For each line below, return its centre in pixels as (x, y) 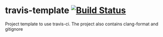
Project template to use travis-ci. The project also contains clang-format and (82, 24)
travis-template (37, 10)
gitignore (14, 29)
